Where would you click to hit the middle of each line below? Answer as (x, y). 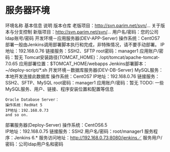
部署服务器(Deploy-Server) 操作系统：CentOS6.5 (56, 125)
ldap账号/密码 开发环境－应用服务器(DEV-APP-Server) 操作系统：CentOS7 (82, 38)
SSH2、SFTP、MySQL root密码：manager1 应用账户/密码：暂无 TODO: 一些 (84, 82)
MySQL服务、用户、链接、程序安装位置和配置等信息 (60, 89)
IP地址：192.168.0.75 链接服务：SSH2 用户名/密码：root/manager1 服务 (79, 131)
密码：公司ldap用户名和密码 (34, 144)
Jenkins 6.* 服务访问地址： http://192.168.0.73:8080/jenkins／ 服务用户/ (88, 137)
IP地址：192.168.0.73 (27, 110)
